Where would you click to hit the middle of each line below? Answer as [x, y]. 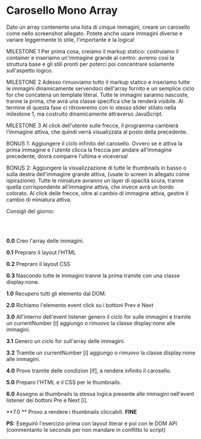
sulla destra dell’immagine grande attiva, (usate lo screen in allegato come [98, 174]
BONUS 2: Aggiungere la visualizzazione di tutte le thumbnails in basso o [97, 168]
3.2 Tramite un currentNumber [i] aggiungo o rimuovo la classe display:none [101, 352]
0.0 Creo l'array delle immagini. [45, 241]
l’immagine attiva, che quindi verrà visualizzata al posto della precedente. [97, 132]
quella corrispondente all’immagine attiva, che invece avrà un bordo [90, 187]
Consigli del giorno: [30, 211]
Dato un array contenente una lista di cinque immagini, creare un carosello [98, 27]
